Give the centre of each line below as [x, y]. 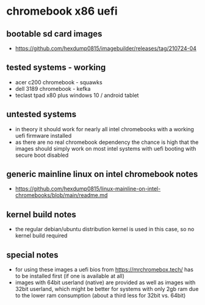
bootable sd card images [54, 34]
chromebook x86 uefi [62, 11]
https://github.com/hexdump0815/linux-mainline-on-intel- [88, 189]
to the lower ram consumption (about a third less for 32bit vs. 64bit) [100, 296]
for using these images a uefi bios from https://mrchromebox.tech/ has [104, 270]
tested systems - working [56, 67]
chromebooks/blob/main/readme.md [61, 195]
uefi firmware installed [43, 135]
